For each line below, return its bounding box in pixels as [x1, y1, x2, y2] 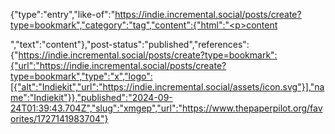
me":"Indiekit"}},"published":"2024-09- [10, 92, 173, 103]
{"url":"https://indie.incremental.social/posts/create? [10, 60, 227, 71]
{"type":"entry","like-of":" [10, 9, 116, 20]
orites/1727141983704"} [10, 113, 109, 124]
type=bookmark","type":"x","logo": [10, 70, 153, 82]
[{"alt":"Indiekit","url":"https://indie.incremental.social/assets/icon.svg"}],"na [10, 81, 325, 93]
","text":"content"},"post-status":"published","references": [10, 39, 250, 50]
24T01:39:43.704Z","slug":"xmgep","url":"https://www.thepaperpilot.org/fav [10, 102, 323, 114]
